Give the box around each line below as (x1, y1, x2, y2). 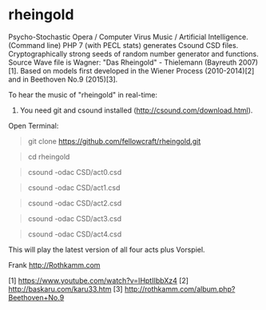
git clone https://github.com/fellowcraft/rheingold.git (27, 136, 201, 145)
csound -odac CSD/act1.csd (27, 182, 121, 193)
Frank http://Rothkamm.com (8, 260, 101, 269)
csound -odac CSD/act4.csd (27, 229, 122, 239)
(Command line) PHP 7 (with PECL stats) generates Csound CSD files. (8, 40, 239, 50)
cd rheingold (27, 152, 70, 161)
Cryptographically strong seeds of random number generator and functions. (8, 49, 260, 58)
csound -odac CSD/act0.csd (27, 167, 122, 177)
